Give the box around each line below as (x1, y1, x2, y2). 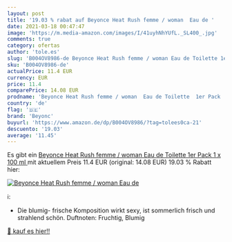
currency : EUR (7, 74, 48, 81)
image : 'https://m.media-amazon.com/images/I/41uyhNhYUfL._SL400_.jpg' (7, 29, 217, 37)
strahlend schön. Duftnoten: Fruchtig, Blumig (17, 214, 145, 222)
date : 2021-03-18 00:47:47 (7, 23, 85, 30)
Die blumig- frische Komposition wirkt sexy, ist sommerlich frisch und (17, 206, 215, 214)
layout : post (7, 10, 45, 17)
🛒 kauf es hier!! (7, 227, 50, 235)
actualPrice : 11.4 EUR (7, 68, 72, 74)
